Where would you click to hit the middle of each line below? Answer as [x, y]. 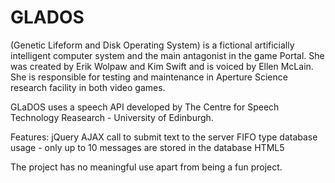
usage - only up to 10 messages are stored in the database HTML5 [147, 147]
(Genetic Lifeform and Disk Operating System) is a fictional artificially [152, 45]
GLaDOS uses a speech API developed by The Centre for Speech [145, 107]
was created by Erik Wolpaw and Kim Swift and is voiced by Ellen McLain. [162, 66]
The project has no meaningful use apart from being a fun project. [146, 167]
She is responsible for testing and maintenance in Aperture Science [149, 77]
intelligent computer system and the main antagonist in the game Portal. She [167, 55]
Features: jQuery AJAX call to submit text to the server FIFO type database [164, 137]
